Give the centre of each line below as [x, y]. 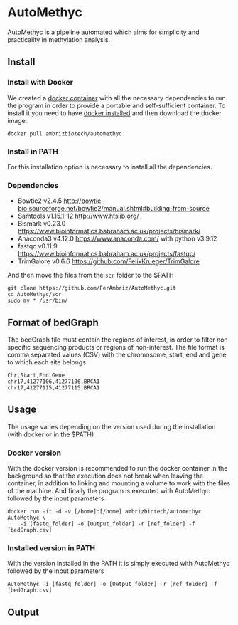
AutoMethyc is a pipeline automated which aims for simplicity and [104, 32]
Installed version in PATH [52, 548]
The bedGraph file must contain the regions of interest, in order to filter [111, 340]
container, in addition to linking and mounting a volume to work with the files [119, 483]
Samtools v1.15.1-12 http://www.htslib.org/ [79, 216]
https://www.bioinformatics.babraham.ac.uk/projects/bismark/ [109, 231]
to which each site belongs [47, 362]
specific [19, 347]
